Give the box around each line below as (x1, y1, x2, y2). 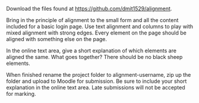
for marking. (6, 90, 36, 97)
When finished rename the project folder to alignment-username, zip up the (6, 71, 191, 78)
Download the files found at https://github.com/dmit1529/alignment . (6, 5, 172, 12)
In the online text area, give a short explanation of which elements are (6, 47, 177, 54)
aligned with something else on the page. (6, 36, 108, 42)
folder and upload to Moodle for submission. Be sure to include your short (6, 77, 187, 85)
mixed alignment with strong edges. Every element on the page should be (6, 29, 187, 36)
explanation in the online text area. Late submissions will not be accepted (6, 84, 185, 91)
